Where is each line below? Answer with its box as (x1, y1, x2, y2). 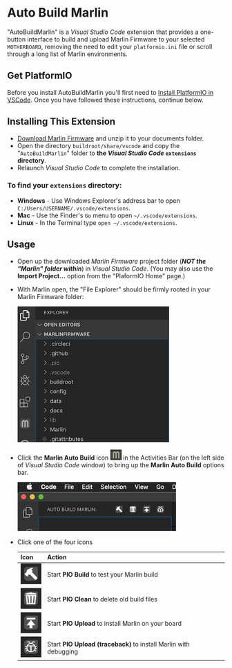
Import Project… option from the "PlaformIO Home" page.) (17, 271, 186, 280)
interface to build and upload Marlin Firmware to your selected (27, 35, 205, 43)
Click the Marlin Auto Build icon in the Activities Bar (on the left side (17, 453, 224, 462)
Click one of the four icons (17, 538, 93, 546)
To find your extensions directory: (7, 181, 122, 190)
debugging (47, 647, 78, 656)
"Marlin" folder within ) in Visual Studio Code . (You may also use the (17, 264, 213, 273)
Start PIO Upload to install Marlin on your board (47, 619, 182, 627)
